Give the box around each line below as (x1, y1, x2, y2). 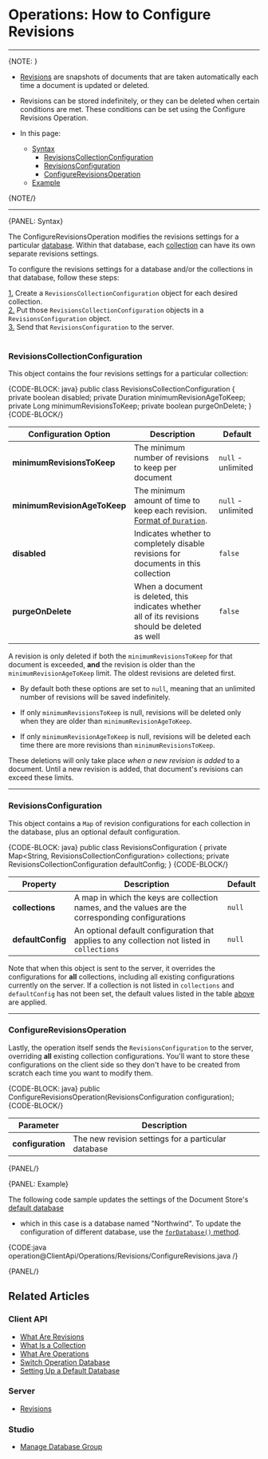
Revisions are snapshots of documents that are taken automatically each (19, 72, 259, 81)
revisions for (134, 548, 181, 559)
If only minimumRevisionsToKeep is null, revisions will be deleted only (19, 708, 242, 718)
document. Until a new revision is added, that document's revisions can (8, 765, 243, 774)
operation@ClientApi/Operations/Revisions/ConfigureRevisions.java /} (8, 1250, 238, 1260)
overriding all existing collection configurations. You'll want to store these (8, 1051, 250, 1060)
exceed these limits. (8, 773, 74, 782)
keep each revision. (134, 505, 207, 516)
